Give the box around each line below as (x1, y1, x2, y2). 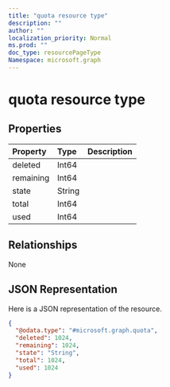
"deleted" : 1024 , (15, 334, 73, 342)
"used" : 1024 (15, 364, 59, 372)
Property (12, 145, 47, 156)
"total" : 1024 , (15, 356, 66, 364)
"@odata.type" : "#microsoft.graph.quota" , (15, 326, 158, 335)
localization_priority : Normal (8, 34, 112, 42)
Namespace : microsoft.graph (8, 57, 102, 65)
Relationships (8, 239, 78, 252)
